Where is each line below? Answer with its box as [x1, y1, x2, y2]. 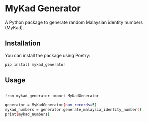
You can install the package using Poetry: [5, 52, 91, 58]
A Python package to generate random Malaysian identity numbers [5, 19, 143, 25]
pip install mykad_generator [5, 62, 66, 67]
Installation [5, 39, 41, 48]
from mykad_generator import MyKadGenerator [5, 93, 99, 99]
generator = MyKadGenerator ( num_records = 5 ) [5, 103, 97, 108]
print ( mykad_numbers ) [5, 112, 50, 117]
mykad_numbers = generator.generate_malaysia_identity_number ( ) [5, 107, 142, 112]
